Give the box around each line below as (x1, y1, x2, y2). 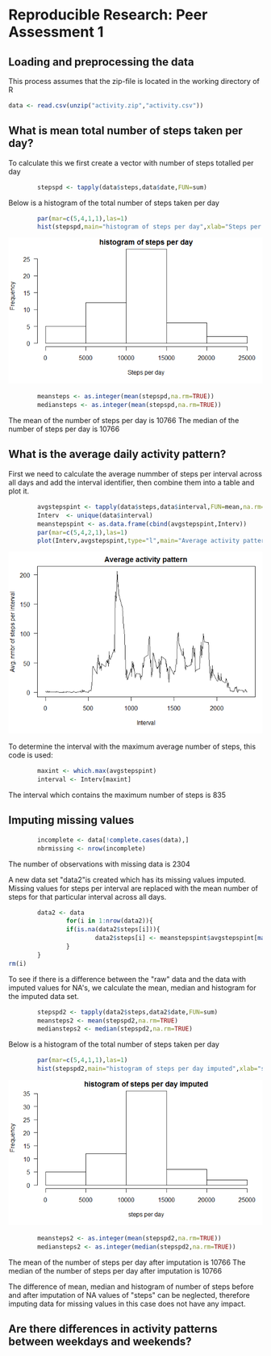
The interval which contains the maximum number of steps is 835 (8, 790, 227, 800)
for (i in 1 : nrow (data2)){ (65, 917, 153, 926)
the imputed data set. (8, 991, 79, 1001)
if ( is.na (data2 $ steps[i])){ (65, 926, 161, 934)
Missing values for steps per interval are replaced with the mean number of (8, 883, 259, 893)
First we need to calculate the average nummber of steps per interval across (8, 468, 262, 478)
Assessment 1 (8, 23, 104, 41)
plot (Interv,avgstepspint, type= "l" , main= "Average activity (37, 537, 240, 545)
